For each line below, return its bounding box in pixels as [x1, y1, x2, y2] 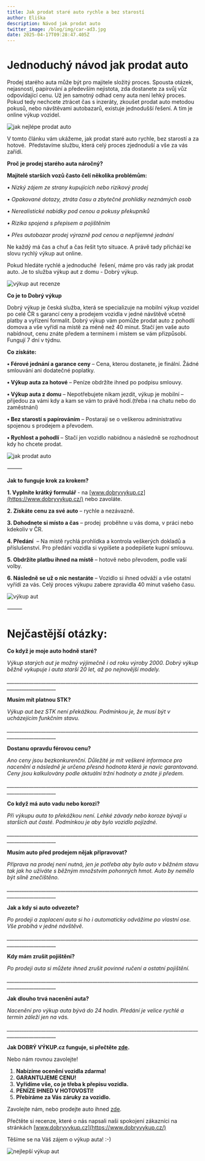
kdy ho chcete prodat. [7, 440, 63, 448]
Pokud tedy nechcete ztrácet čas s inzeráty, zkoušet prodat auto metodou [7, 98, 195, 106]
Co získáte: [7, 348, 37, 356]
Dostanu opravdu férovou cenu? [7, 745, 91, 752]
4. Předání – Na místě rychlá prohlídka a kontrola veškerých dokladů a [7, 538, 186, 545]
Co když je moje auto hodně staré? [7, 647, 97, 654]
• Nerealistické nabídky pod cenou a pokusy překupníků [7, 208, 150, 215]
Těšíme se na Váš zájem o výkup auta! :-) [7, 1136, 112, 1143]
